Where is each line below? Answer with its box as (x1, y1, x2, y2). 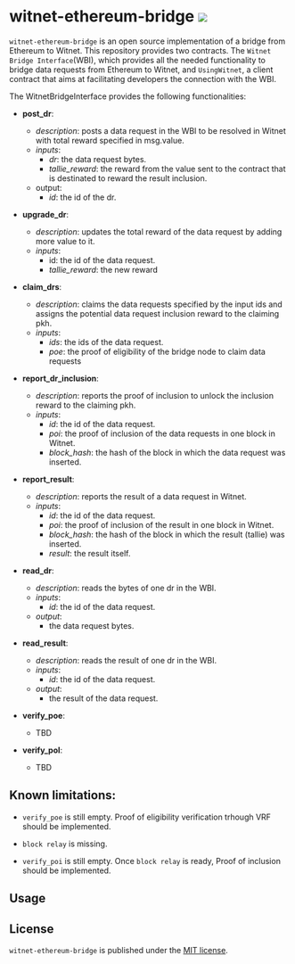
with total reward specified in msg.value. (35, 135, 184, 145)
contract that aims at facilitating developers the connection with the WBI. (9, 73, 276, 84)
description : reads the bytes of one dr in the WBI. (35, 582, 217, 593)
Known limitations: (9, 787, 116, 803)
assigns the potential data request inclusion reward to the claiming (35, 308, 280, 318)
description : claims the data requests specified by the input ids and (35, 299, 283, 309)
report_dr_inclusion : (21, 373, 100, 383)
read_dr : (21, 564, 55, 576)
